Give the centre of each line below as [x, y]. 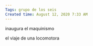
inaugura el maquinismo [30, 28]
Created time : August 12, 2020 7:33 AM [46, 14]
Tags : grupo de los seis [31, 10]
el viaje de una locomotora [32, 38]
